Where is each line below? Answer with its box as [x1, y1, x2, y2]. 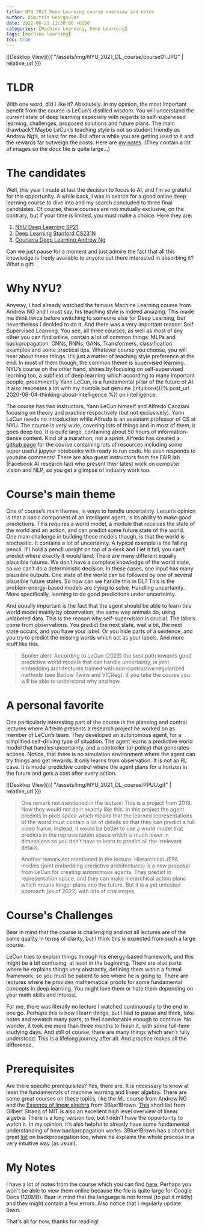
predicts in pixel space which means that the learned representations [20, 812, 192, 819]
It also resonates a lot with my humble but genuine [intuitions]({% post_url [6, 384, 189, 391]
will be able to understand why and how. [20, 677, 121, 685]
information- [157, 428, 189, 435]
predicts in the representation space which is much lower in [20, 831, 170, 838]
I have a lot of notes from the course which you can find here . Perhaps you [6, 1181, 192, 1188]
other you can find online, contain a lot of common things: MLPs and [6, 333, 176, 340]
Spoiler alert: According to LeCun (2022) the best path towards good [20, 652, 192, 659]
